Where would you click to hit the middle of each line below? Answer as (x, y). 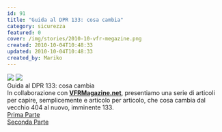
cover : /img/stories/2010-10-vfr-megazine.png (74, 39)
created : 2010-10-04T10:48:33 (50, 45)
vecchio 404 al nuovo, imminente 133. (60, 107)
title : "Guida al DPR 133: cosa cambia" (66, 20)
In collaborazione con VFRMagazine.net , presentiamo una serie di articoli (111, 92)
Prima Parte (24, 114)
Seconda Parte (28, 122)
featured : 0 (24, 32)
